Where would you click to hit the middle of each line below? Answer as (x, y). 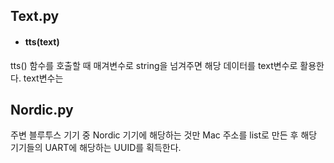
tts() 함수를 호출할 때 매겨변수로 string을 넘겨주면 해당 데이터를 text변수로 (154, 65)
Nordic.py (42, 109)
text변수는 (43, 78)
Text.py (35, 16)
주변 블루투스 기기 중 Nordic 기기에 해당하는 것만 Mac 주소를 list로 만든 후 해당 (164, 135)
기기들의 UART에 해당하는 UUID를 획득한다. (96, 148)
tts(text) (42, 41)
